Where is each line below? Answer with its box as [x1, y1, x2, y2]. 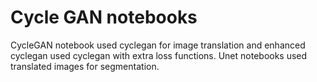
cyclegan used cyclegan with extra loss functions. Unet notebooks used [10, 49, 308, 61]
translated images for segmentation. [10, 60, 160, 72]
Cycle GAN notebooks [10, 6, 198, 29]
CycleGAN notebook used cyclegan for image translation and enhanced [10, 39, 306, 51]
